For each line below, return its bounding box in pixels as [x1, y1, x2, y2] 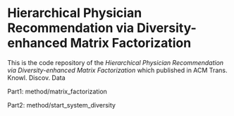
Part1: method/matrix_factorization [7, 87, 108, 95]
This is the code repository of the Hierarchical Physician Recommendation [7, 58, 224, 66]
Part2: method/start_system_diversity [7, 100, 116, 109]
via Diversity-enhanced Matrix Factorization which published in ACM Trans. [7, 66, 228, 74]
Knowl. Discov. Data [7, 73, 66, 82]
